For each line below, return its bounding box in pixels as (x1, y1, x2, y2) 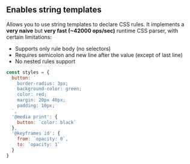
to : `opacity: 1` (17, 142, 61, 148)
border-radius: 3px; (17, 80, 69, 86)
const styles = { (6, 69, 50, 75)
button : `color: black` (17, 119, 77, 125)
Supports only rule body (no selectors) (14, 45, 111, 52)
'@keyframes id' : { (11, 130, 61, 136)
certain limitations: (6, 33, 52, 41)
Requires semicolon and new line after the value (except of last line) (14, 51, 183, 59)
